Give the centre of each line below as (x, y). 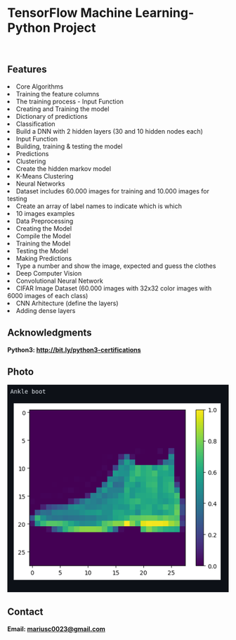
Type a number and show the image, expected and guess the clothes (116, 266)
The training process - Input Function (70, 101)
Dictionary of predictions (52, 116)
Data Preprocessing (45, 221)
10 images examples (46, 213)
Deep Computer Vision (49, 273)
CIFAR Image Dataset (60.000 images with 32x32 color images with (114, 288)
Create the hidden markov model (64, 168)
